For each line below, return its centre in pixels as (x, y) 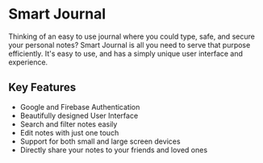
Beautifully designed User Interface (79, 115)
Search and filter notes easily (69, 124)
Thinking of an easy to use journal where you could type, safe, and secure (132, 36)
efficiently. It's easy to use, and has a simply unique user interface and (126, 53)
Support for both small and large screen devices (100, 141)
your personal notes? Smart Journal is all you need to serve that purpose (129, 44)
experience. (28, 62)
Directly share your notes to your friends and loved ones (114, 149)
